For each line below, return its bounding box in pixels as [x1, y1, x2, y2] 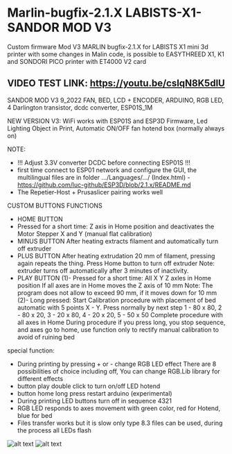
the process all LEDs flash [17, 426, 92, 435]
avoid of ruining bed [17, 333, 75, 341]
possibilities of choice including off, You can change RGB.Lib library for [17, 367, 220, 376]
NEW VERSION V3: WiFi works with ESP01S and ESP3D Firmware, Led [7, 117, 208, 125]
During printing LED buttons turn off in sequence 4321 [17, 396, 172, 405]
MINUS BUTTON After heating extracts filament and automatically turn [17, 237, 219, 245]
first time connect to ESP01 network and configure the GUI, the [17, 165, 197, 174]
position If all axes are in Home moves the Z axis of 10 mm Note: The [17, 281, 213, 289]
